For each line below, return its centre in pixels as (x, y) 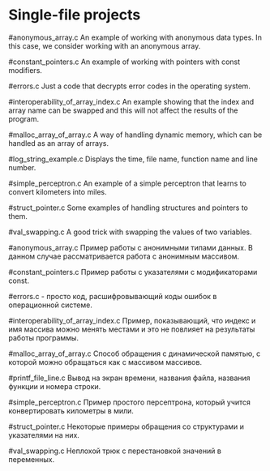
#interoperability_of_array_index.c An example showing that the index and (131, 101)
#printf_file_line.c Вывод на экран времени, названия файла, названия (129, 378)
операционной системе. (51, 305)
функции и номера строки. (55, 386)
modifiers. (26, 70)
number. (22, 167)
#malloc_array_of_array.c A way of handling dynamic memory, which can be (135, 135)
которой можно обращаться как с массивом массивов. (105, 362)
